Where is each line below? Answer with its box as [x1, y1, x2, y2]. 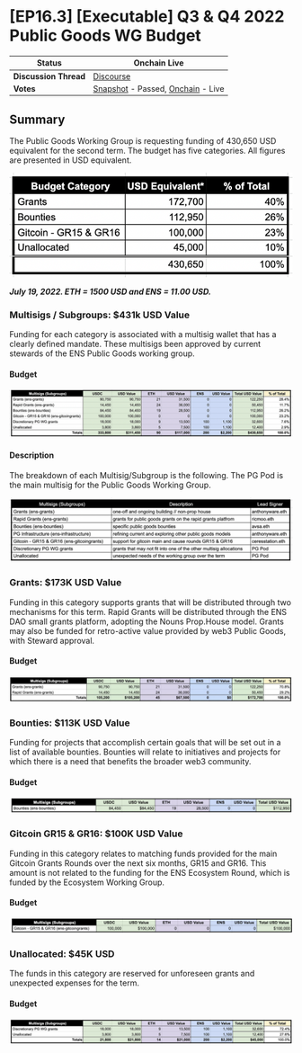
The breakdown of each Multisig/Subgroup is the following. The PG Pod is [9, 470, 284, 481]
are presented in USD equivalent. [9, 155, 132, 165]
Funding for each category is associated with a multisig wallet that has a [9, 329, 277, 340]
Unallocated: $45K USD [9, 948, 115, 960]
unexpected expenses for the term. [9, 977, 139, 988]
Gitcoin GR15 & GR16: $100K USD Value [9, 827, 183, 840]
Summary [9, 112, 66, 127]
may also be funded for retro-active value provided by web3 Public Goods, [9, 625, 286, 636]
